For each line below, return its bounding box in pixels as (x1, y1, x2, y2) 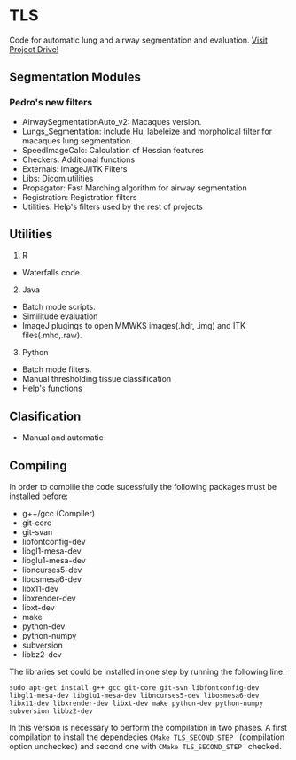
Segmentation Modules (9, 70, 142, 85)
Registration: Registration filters (21, 191, 137, 202)
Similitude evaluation (21, 311, 98, 322)
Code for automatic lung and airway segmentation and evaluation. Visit (9, 35, 269, 45)
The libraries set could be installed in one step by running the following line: (9, 666, 285, 678)
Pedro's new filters (9, 97, 93, 109)
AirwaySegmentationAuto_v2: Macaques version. (21, 116, 202, 127)
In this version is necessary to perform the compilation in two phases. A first (9, 723, 288, 733)
